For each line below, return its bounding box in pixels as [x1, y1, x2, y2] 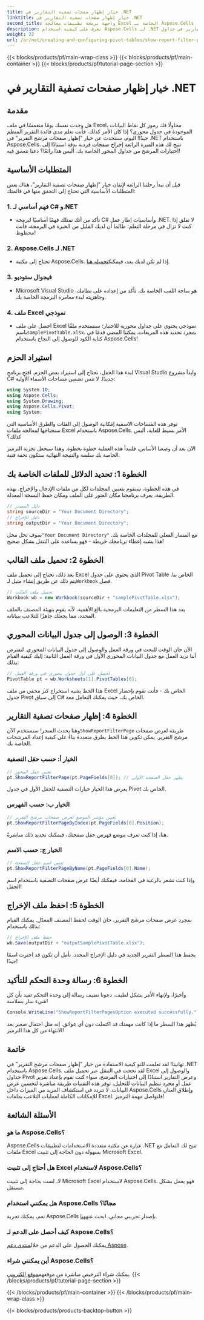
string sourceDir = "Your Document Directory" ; [7, 508, 130, 515]
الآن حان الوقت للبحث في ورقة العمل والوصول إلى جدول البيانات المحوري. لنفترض [7, 646, 192, 653]
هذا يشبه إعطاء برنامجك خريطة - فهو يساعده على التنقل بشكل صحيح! [7, 537, 164, 545]
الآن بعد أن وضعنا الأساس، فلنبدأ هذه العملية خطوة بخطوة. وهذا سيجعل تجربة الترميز [7, 445, 196, 452]
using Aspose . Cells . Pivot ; [7, 403, 75, 410]
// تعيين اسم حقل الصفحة [7, 860, 64, 866]
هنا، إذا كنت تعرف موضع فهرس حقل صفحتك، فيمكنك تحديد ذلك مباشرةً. [7, 831, 168, 838]
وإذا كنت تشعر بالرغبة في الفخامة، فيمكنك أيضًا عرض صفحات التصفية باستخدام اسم [7, 876, 195, 883]
